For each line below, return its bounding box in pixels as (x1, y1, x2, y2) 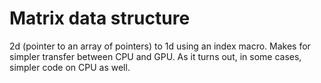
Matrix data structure (9, 7, 191, 30)
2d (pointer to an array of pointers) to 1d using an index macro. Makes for (9, 40, 311, 52)
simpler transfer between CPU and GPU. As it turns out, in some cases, (9, 50, 302, 62)
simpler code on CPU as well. (9, 61, 131, 73)
